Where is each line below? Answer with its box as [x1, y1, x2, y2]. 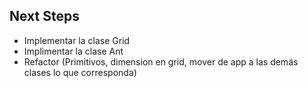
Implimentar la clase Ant [23, 45, 124, 57]
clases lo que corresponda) [23, 66, 137, 78]
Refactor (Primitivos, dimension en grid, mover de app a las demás [23, 55, 299, 68]
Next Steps [9, 8, 80, 25]
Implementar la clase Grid [23, 34, 131, 46]
